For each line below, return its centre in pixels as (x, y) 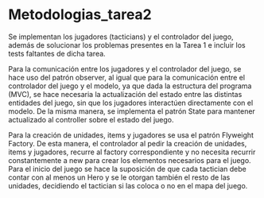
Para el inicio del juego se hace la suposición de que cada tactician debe (127, 169)
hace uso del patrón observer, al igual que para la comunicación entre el (126, 77)
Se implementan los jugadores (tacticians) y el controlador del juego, (121, 37)
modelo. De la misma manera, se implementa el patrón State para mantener (132, 111)
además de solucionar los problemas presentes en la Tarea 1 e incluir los (127, 45)
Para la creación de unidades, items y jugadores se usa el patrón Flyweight (131, 135)
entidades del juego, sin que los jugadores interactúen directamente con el (131, 103)
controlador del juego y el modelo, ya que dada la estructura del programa (130, 86)
